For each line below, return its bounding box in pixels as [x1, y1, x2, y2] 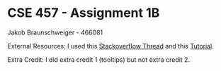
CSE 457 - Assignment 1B [7, 5, 160, 21]
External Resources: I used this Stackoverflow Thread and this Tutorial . [7, 41, 214, 50]
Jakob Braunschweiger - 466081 [7, 28, 103, 37]
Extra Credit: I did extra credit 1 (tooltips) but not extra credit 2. [7, 55, 190, 64]
